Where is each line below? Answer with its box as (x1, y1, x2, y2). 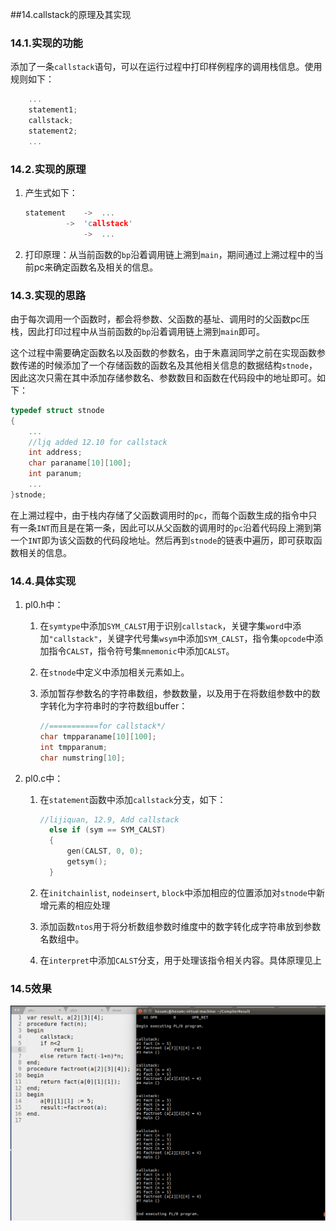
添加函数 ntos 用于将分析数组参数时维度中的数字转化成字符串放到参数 (39, 920, 322, 932)
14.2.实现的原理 (10, 162, 87, 176)
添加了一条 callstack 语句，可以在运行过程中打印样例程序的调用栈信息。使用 (10, 61, 323, 73)
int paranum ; (28, 469, 83, 479)
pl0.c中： (24, 772, 64, 784)
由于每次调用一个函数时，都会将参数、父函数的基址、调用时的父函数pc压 (10, 313, 310, 325)
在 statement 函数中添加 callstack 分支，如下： (39, 793, 227, 805)
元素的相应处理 (48, 899, 111, 911)
